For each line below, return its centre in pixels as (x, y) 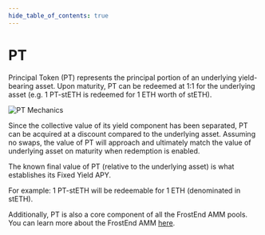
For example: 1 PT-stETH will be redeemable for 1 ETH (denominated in (125, 190)
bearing (21, 86)
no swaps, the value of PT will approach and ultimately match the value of (130, 142)
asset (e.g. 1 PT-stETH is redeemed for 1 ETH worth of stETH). (110, 94)
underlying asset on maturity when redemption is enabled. (104, 151)
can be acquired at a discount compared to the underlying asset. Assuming (132, 133)
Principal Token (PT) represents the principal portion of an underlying (123, 78)
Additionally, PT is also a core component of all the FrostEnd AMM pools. (128, 214)
